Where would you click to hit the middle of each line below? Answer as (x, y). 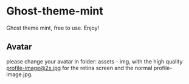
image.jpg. (19, 74)
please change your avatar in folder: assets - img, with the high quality (94, 61)
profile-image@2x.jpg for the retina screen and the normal (79, 68)
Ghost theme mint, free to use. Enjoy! (53, 28)
